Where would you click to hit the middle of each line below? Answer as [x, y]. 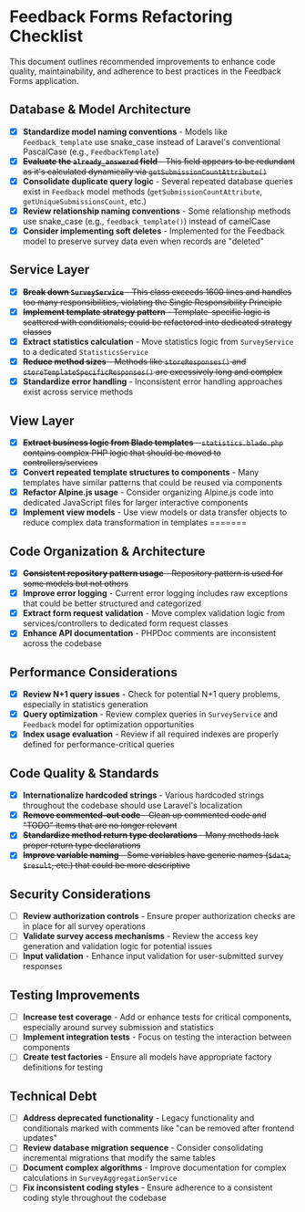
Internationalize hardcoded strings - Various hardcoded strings [143, 795]
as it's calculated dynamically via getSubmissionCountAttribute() [145, 172]
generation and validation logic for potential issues [117, 946]
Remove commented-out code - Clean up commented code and [144, 815]
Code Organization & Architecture [107, 551]
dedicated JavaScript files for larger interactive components [135, 503]
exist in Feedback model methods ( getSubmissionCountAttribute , [142, 191]
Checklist [46, 36]
